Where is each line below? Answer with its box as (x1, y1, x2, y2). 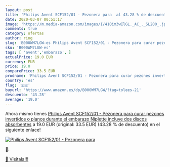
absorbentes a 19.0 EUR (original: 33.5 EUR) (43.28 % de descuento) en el (5, 121, 160, 128)
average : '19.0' (5, 97, 39, 102)
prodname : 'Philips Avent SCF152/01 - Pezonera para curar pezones (5, 73, 151, 78)
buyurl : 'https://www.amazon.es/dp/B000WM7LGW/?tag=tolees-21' (5, 87, 142, 93)
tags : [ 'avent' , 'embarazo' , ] (5, 50, 71, 55)
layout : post (5, 7, 33, 13)
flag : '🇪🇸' (5, 82, 30, 88)
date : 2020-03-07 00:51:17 (5, 17, 62, 22)
